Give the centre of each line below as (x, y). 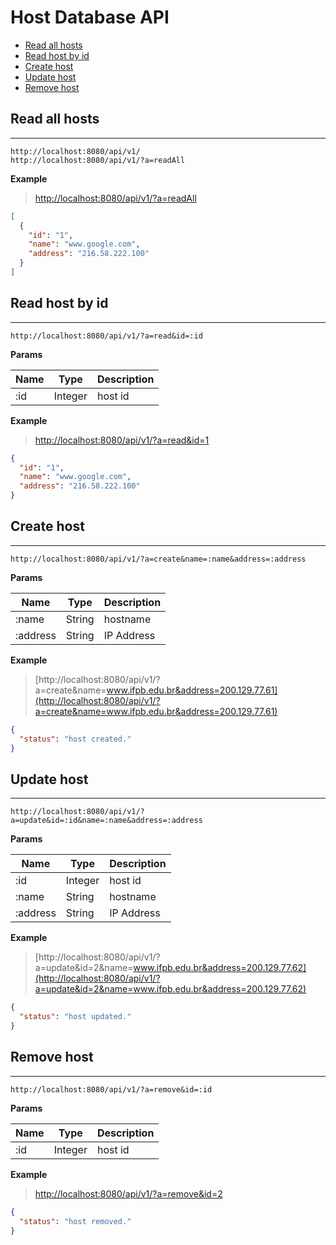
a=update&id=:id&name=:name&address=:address (106, 821)
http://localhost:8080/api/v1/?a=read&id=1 (122, 440)
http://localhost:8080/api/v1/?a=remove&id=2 (128, 1193)
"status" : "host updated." (75, 1017)
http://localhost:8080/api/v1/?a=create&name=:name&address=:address (158, 559)
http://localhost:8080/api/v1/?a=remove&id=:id (111, 1089)
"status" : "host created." (75, 739)
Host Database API (90, 17)
